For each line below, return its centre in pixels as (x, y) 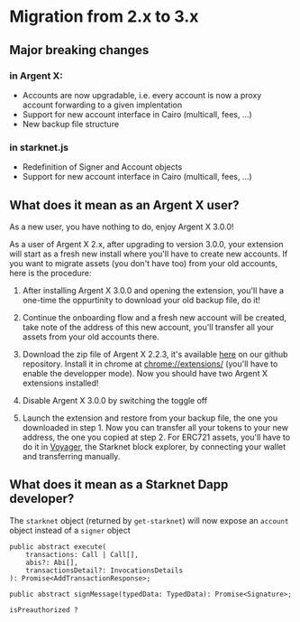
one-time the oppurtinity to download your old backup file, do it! (141, 300)
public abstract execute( (58, 547)
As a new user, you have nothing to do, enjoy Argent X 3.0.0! (122, 227)
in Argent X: (36, 76)
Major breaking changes (79, 50)
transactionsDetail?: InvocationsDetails (104, 571)
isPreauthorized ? (44, 610)
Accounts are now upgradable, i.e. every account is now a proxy (142, 95)
